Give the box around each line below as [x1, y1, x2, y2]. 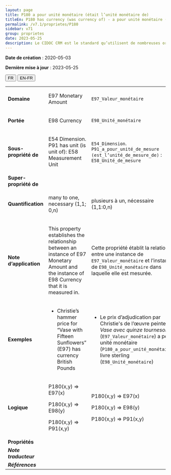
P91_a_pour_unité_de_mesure [91, 146, 159, 152]
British [56, 358, 73, 365]
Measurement [48, 154, 82, 161]
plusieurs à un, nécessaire [91, 197, 154, 204]
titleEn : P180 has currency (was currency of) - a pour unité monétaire [5, 17, 163, 22]
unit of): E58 [48, 148, 78, 155]
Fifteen [56, 332, 74, 340]
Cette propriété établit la [91, 244, 150, 251]
